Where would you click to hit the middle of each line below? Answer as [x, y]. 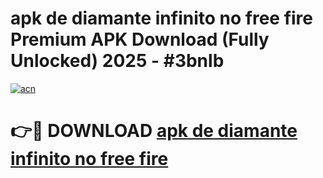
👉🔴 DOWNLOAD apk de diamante [154, 131]
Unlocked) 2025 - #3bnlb [117, 61]
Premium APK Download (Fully [140, 39]
